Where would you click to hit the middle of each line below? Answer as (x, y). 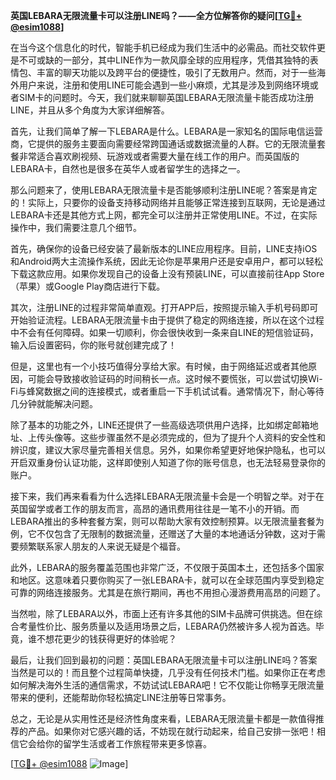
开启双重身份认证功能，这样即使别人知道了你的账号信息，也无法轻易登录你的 (168, 462)
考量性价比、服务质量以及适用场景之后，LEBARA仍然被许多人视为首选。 (167, 626)
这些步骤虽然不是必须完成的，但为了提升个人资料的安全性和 (202, 437)
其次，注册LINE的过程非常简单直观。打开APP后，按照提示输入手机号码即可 (164, 307)
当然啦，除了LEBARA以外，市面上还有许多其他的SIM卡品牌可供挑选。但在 (162, 613)
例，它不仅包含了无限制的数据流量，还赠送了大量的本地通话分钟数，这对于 (163, 533)
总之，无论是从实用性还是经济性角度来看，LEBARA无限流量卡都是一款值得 (163, 718)
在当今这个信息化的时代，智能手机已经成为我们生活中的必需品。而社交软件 (163, 47)
